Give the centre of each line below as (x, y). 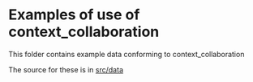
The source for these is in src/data (66, 69)
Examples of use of (74, 15)
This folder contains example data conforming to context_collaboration (126, 54)
